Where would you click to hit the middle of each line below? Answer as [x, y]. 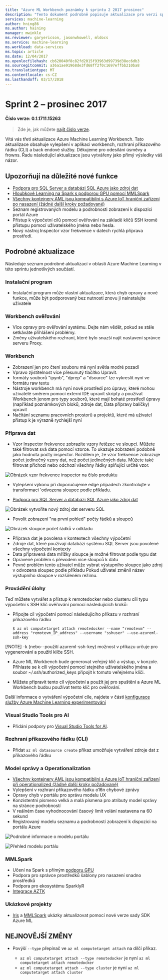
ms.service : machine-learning [37, 42]
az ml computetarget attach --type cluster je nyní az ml [79, 968]
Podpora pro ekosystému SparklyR [48, 886]
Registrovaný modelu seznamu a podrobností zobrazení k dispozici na [84, 822]
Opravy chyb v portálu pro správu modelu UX [59, 795]
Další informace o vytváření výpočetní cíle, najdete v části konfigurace [77, 697]
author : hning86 [22, 24]
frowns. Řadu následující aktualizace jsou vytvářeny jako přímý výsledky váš [84, 155]
